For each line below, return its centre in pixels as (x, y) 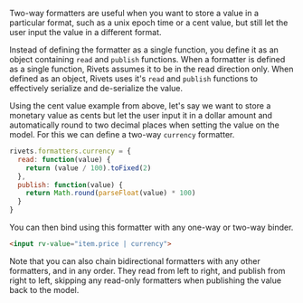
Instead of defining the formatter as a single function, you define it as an (144, 50)
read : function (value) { (64, 159)
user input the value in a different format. (85, 32)
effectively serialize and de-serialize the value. (96, 88)
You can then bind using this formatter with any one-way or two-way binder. (151, 227)
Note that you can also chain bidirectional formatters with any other (135, 260)
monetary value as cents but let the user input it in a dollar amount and (141, 115)
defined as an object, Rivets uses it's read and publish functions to (133, 79)
